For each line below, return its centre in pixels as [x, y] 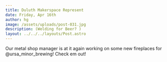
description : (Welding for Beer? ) [43, 29]
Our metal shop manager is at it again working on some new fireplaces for [83, 48]
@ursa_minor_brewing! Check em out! [46, 54]
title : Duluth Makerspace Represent [44, 10]
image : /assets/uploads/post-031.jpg [46, 24]
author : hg [17, 19]
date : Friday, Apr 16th [31, 15]
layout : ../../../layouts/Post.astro [46, 34]
